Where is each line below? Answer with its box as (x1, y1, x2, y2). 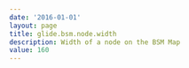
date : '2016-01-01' (9, 12, 82, 22)
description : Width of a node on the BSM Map (9, 37, 180, 47)
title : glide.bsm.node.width (9, 29, 117, 38)
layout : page (9, 21, 58, 30)
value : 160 (9, 46, 50, 55)
